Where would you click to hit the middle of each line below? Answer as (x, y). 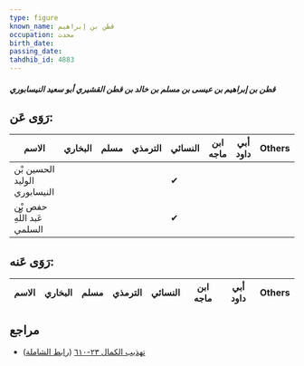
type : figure (34, 18)
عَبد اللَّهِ (28, 218)
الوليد (24, 180)
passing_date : (36, 52)
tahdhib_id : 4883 (42, 60)
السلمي (28, 229)
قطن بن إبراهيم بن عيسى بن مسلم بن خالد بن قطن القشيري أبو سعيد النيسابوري (142, 89)
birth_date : (32, 43)
